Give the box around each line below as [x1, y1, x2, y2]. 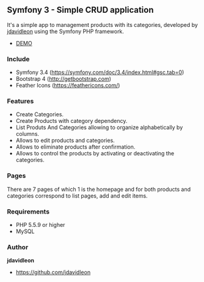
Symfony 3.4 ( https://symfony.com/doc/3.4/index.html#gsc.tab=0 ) [15, 69, 184, 76]
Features [7, 97, 34, 106]
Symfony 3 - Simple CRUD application [7, 5, 154, 15]
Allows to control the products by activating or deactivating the [15, 150, 175, 157]
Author [7, 243, 29, 251]
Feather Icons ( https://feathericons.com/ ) [15, 82, 120, 89]
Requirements [7, 207, 50, 216]
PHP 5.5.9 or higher [15, 221, 65, 228]
